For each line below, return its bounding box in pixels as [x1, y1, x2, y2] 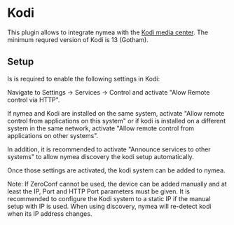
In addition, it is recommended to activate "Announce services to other [7, 145, 212, 154]
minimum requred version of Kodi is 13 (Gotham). [7, 35, 149, 43]
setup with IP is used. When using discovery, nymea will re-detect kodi [7, 202, 212, 210]
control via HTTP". [7, 95, 60, 104]
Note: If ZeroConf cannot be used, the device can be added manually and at [7, 179, 227, 188]
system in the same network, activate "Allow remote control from [7, 124, 195, 132]
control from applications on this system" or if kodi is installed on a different [7, 116, 226, 125]
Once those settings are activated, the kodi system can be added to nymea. [7, 166, 226, 175]
